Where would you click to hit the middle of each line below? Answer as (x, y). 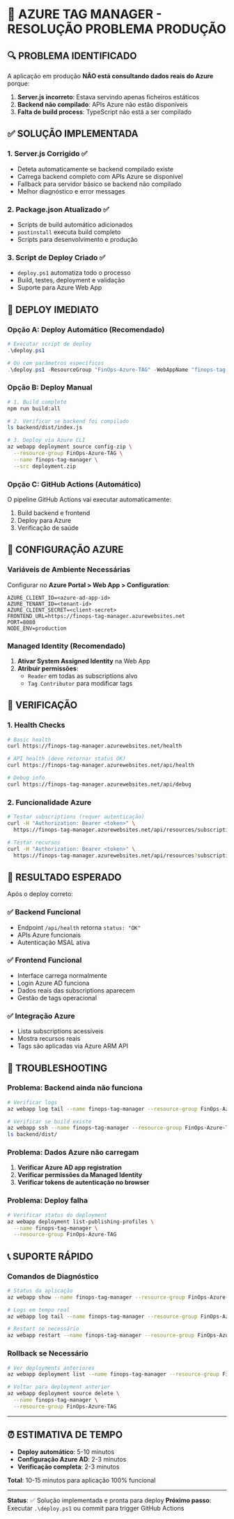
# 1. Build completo (37, 402)
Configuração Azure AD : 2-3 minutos (72, 1459)
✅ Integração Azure (41, 1016)
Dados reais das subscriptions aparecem (76, 990)
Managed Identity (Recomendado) (67, 646)
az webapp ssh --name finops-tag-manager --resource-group (95, 1128)
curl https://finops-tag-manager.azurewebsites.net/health (95, 746)
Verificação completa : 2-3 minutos (68, 1467)
